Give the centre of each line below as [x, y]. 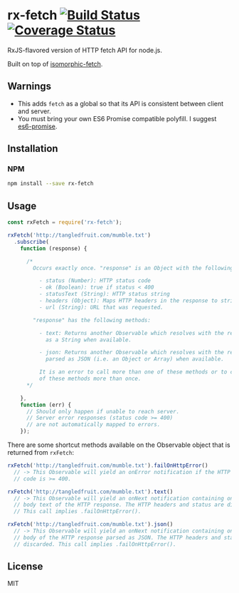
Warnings [30, 87]
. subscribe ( [32, 242]
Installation [33, 149]
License [25, 567]
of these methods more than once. [90, 378]
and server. [34, 111]
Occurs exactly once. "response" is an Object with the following [133, 268]
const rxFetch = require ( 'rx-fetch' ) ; [65, 222]
